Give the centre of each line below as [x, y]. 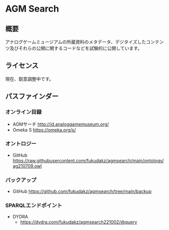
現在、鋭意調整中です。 [30, 79]
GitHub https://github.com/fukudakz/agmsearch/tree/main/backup [82, 191]
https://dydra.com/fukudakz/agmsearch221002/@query [79, 222]
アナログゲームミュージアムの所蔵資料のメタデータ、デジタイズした [76, 42]
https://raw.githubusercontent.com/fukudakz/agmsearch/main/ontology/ [88, 161]
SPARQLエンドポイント [34, 206]
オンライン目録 [24, 112]
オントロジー [21, 144]
